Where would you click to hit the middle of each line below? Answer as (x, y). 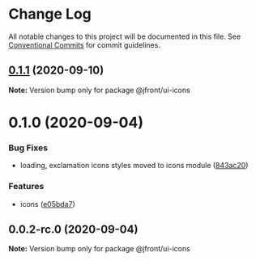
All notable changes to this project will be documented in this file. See (125, 36)
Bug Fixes (28, 148)
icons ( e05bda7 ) (47, 204)
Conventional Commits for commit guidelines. (84, 44)
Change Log (50, 14)
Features (26, 187)
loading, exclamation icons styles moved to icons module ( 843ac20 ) (134, 166)
